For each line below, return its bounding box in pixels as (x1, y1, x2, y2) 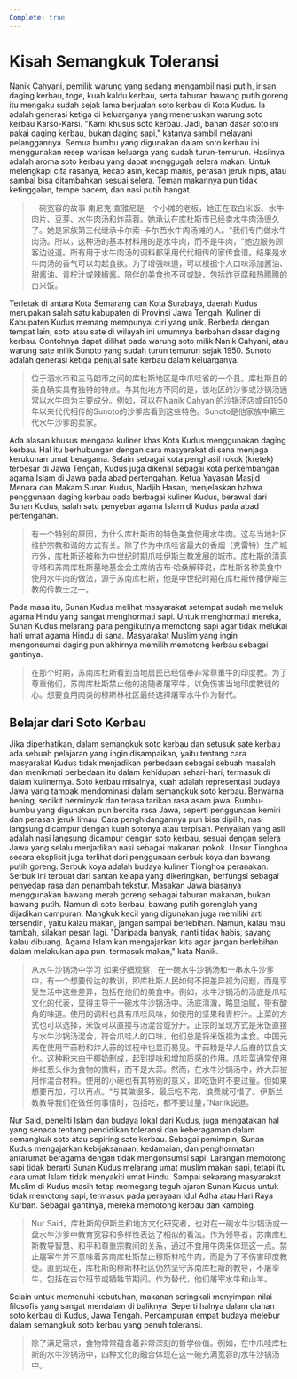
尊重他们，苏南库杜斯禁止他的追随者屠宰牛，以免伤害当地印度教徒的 (30, 678, 280, 688)
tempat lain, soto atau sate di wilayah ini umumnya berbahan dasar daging (9, 325, 281, 337)
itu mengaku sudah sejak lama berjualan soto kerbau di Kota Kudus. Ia (9, 99, 266, 110)
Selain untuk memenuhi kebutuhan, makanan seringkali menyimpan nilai (9, 1291, 273, 1302)
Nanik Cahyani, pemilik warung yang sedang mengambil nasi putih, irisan (9, 81, 277, 91)
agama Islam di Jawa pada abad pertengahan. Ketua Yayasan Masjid (9, 472, 261, 483)
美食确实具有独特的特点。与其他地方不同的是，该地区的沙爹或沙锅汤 (30, 383, 280, 395)
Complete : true (9, 12, 66, 22)
